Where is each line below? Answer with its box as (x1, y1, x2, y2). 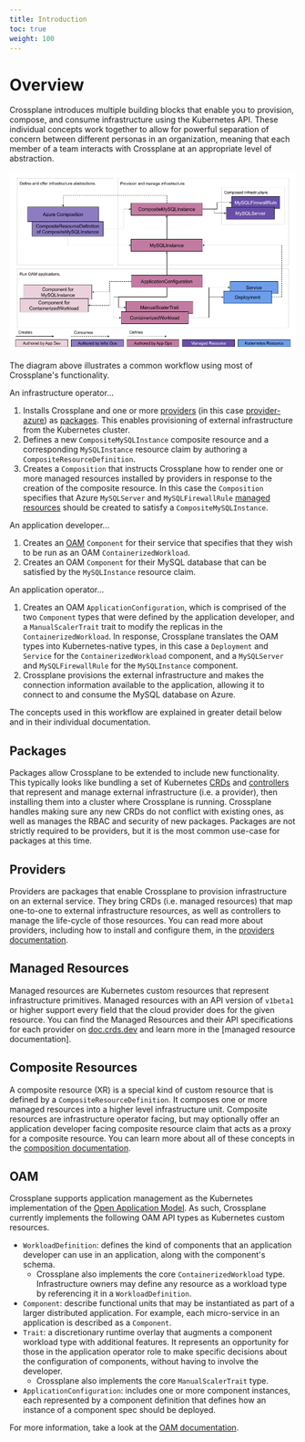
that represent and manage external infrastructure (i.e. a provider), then (9, 787, 278, 798)
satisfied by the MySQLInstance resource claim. (22, 567, 197, 578)
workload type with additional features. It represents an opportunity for (22, 1337, 290, 1348)
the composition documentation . (9, 1142, 132, 1154)
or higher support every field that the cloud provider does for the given (9, 1004, 275, 1015)
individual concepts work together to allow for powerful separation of (9, 124, 269, 135)
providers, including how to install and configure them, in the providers (9, 925, 275, 935)
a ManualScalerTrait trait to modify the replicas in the (22, 622, 223, 632)
